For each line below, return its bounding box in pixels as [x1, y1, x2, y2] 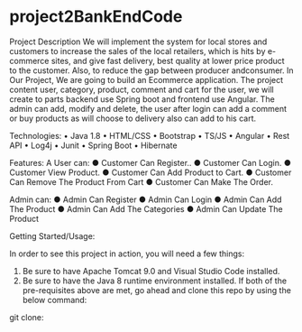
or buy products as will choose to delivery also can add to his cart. [9, 113, 257, 124]
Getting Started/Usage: [9, 230, 96, 241]
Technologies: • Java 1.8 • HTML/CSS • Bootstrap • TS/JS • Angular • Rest [9, 130, 290, 141]
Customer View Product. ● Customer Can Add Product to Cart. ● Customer [9, 167, 292, 178]
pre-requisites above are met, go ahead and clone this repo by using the [22, 284, 291, 295]
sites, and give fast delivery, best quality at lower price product [50, 55, 286, 66]
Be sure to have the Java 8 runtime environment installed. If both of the [22, 275, 287, 286]
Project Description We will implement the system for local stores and [9, 36, 268, 47]
